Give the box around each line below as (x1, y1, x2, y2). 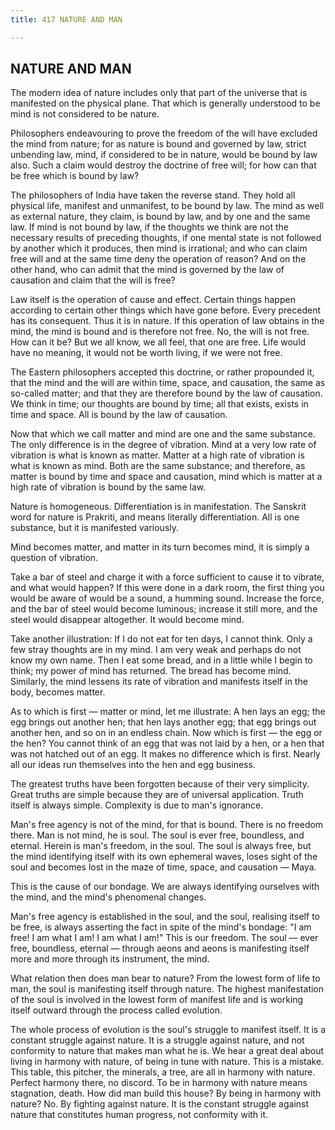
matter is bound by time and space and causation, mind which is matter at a (10, 471, 323, 483)
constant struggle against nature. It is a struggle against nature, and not (10, 1034, 305, 1046)
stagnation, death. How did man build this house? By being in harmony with (10, 1087, 322, 1100)
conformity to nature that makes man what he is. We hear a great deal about (10, 1045, 325, 1057)
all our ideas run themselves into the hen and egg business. (10, 759, 256, 771)
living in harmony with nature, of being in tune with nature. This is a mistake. (10, 1056, 325, 1068)
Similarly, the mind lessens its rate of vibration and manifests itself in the (10, 676, 308, 688)
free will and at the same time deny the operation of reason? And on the (10, 253, 307, 265)
